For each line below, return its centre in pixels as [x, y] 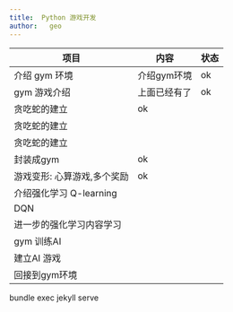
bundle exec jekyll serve [54, 298]
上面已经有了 [164, 92]
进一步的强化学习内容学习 [68, 224]
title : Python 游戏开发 [53, 17]
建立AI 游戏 [37, 258]
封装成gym [37, 160]
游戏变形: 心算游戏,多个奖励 [71, 176]
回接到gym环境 [46, 274]
